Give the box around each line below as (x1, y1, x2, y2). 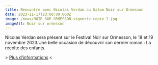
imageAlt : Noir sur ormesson (5, 21, 65, 26)
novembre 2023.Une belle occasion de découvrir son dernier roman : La (5, 40, 151, 46)
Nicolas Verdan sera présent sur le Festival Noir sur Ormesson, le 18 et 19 (5, 34, 154, 40)
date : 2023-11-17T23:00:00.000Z (5, 12, 71, 17)
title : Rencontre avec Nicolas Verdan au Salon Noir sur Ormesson (5, 7, 144, 12)
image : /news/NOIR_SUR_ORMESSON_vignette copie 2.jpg (5, 16, 118, 21)
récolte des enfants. (5, 45, 46, 51)
